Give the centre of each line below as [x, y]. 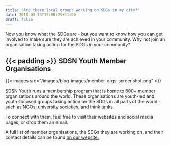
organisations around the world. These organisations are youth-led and [80, 96]
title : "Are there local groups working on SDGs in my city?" [73, 10]
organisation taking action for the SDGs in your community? [68, 45]
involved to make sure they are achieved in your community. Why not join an [85, 39]
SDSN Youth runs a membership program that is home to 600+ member [80, 91]
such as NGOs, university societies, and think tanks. [60, 107]
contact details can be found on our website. [52, 137]
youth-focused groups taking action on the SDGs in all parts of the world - [83, 102]
